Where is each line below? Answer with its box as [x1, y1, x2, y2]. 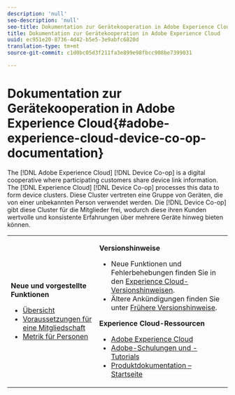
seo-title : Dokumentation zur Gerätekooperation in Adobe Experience [7, 23, 215, 30]
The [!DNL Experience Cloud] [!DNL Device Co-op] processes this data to [7, 183, 220, 191]
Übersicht [22, 305, 55, 315]
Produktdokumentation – [111, 360, 192, 370]
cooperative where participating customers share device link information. [7, 176, 218, 184]
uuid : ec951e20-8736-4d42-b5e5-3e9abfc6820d [7, 36, 139, 43]
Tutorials [111, 352, 140, 361]
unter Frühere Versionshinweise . [111, 303, 218, 312]
